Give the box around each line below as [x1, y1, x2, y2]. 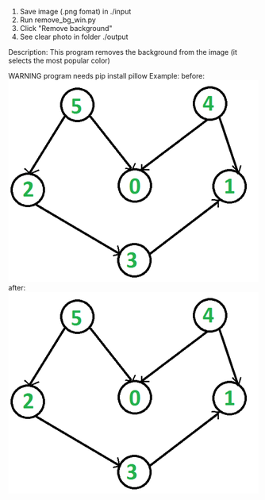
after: [8, 283, 26, 292]
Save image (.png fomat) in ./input [19, 7, 132, 16]
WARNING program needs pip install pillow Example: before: [8, 71, 205, 80]
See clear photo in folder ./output [19, 32, 129, 41]
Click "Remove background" [19, 24, 113, 33]
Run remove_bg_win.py [19, 15, 97, 25]
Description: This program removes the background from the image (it [8, 48, 238, 56]
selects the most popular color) [8, 56, 111, 65]
